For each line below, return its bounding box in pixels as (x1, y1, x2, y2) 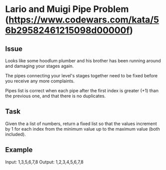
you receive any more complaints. (5, 78, 75, 84)
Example (5, 146, 33, 154)
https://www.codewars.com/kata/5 (8, 14, 160, 25)
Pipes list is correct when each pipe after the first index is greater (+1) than (5, 88, 159, 93)
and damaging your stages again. (5, 63, 74, 69)
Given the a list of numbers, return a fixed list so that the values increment (5, 121, 157, 127)
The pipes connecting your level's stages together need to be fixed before (5, 73, 158, 78)
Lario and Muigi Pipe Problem (5, 3, 129, 15)
